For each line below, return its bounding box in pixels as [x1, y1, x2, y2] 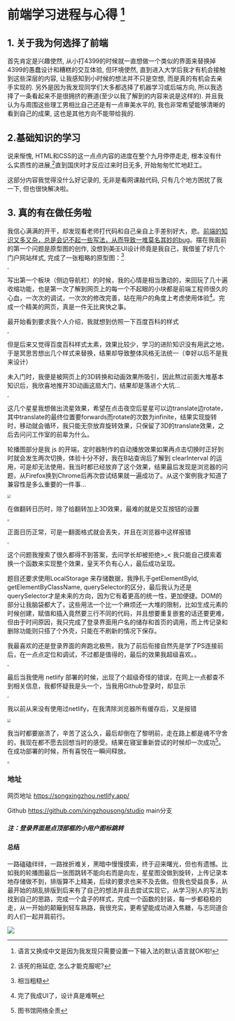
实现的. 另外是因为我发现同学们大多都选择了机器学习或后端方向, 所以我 [13, 83, 217, 92]
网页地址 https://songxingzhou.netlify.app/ [7, 791, 130, 800]
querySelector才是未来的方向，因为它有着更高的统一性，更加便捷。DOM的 [7, 592, 222, 600]
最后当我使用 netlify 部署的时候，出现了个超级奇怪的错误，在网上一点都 [7, 673, 213, 682]
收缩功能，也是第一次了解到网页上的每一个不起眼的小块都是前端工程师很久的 [7, 285, 228, 293]
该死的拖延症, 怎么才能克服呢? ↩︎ [17, 962, 111, 970]
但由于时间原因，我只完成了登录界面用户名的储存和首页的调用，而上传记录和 [7, 618, 228, 626]
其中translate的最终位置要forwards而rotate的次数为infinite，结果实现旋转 [7, 412, 218, 421]
